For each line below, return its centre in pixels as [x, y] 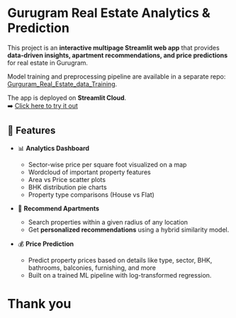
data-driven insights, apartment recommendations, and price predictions [118, 55]
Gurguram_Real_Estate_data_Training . [62, 84]
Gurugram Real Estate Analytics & [109, 13]
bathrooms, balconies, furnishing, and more [92, 268]
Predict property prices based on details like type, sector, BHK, [120, 260]
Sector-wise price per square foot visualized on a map [107, 164]
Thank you [39, 303]
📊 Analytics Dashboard [54, 148]
